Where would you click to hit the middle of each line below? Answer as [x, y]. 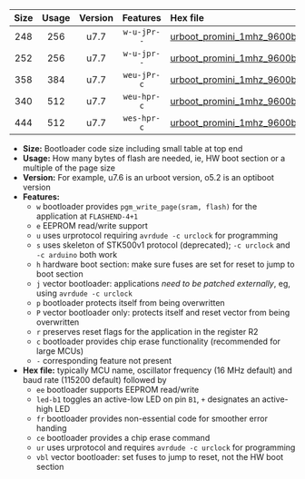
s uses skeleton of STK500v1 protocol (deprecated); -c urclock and [163, 245]
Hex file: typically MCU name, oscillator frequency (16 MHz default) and [157, 370]
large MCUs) [60, 351]
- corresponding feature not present [104, 361]
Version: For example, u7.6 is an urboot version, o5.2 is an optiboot [148, 177]
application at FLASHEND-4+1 [87, 216]
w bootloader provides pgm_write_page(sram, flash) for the [147, 206]
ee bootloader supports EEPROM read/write [118, 390]
